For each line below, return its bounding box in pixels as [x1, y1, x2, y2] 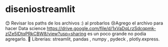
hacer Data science [5, 25, 46, 31]
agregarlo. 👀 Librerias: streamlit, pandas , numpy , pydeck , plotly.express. [5, 36, 160, 42]
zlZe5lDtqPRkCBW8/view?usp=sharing [5, 30, 87, 36]
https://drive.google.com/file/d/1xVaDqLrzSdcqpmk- [47, 25, 156, 31]
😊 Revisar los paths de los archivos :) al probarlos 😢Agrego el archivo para [5, 20, 163, 26]
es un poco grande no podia [87, 30, 147, 36]
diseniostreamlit [5, 3, 75, 15]
